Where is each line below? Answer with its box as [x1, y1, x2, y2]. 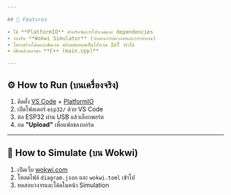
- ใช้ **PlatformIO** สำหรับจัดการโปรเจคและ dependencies [7, 28, 153, 35]
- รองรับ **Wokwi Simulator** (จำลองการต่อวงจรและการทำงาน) [7, 35, 157, 42]
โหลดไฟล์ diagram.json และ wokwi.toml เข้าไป [16, 173, 135, 181]
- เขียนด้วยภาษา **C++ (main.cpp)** [7, 47, 100, 55]
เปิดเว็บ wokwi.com [16, 165, 68, 174]
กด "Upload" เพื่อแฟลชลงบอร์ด [16, 120, 94, 128]
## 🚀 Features [7, 16, 48, 23]
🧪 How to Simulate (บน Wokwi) [7, 147, 139, 159]
